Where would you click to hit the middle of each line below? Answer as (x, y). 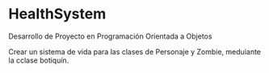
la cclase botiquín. (39, 60)
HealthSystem (57, 14)
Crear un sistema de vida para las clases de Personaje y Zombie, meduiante (134, 51)
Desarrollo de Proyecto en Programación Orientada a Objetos (110, 36)
